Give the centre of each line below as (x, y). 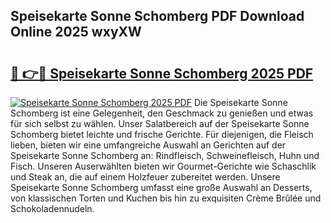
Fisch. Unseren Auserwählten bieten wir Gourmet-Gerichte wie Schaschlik (163, 166)
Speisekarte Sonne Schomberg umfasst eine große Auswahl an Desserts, (161, 187)
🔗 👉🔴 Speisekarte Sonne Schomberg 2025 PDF (162, 73)
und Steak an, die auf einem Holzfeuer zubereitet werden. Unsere (145, 177)
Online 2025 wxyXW (76, 32)
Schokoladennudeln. (52, 208)
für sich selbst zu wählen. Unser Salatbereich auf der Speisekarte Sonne (160, 123)
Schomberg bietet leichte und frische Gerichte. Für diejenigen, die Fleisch (162, 134)
